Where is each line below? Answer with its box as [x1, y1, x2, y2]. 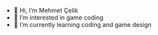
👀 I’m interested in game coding [13, 13, 104, 22]
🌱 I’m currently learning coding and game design [13, 21, 152, 28]
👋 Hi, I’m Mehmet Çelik [13, 7, 78, 14]
